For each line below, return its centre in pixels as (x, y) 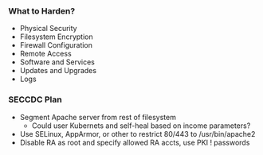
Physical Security (48, 29)
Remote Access (45, 54)
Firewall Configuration (56, 45)
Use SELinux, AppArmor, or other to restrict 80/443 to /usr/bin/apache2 (137, 134)
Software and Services (57, 62)
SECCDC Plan (35, 99)
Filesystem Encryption (56, 37)
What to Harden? (42, 11)
